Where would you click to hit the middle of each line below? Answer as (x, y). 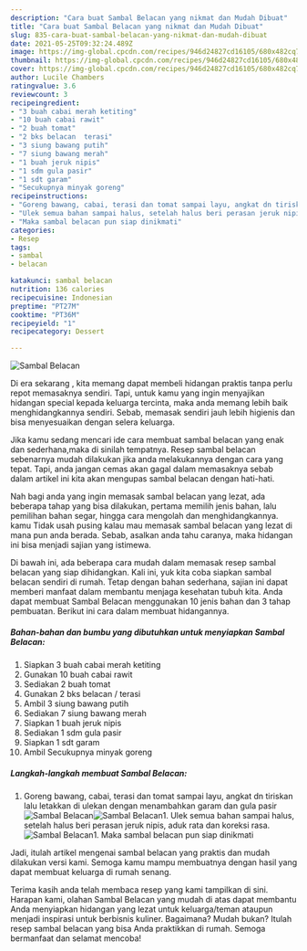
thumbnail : (31, 60)
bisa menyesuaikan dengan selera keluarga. (93, 422)
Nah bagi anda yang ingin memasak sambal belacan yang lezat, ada (138, 497)
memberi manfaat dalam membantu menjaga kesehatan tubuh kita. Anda (147, 592)
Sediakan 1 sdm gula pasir (72, 733)
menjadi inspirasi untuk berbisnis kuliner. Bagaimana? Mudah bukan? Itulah (151, 919)
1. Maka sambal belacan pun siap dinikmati (174, 835)
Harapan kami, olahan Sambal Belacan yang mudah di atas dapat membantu (153, 900)
